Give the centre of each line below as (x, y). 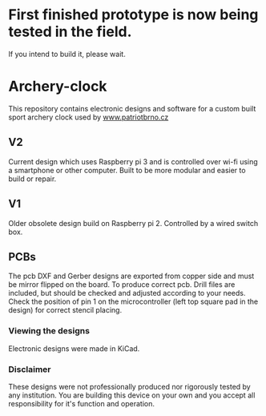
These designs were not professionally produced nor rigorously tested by (129, 386)
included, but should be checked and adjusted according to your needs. (127, 293)
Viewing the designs (49, 331)
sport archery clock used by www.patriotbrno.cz (89, 117)
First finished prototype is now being (133, 15)
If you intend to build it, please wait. (67, 54)
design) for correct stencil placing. (65, 310)
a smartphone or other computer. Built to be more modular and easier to (127, 170)
